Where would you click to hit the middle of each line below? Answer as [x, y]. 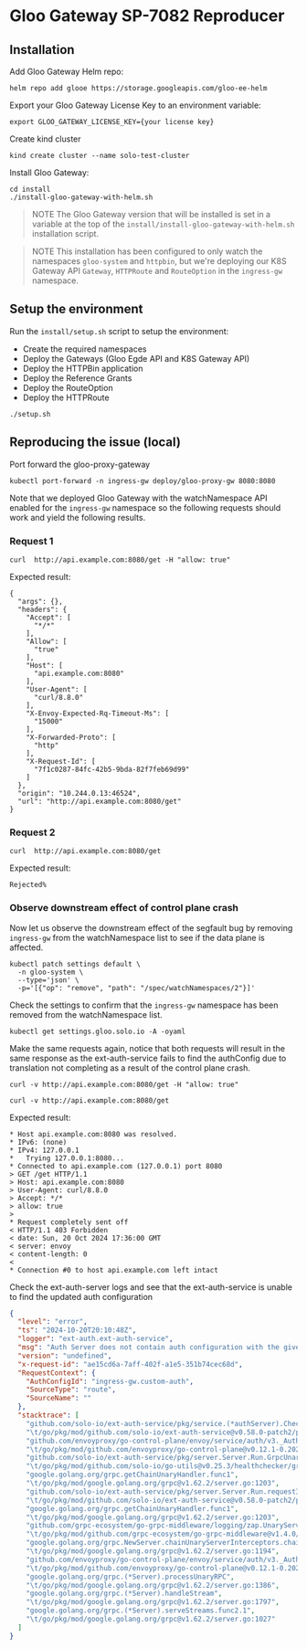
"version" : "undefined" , [65, 1356]
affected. [26, 947]
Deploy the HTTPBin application [83, 368]
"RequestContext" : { [57, 1373]
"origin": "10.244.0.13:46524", [79, 793]
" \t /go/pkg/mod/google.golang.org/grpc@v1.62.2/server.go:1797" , [153, 1602]
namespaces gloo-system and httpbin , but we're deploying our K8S [159, 261]
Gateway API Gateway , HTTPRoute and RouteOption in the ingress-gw [157, 271]
